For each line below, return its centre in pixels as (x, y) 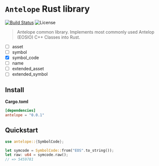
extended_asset (28, 69)
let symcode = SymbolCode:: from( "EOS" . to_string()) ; (60, 150)
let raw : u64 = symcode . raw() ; (37, 155)
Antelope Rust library (47, 9)
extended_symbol (30, 74)
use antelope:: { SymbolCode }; (35, 142)
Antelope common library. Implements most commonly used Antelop (86, 32)
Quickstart (22, 130)
